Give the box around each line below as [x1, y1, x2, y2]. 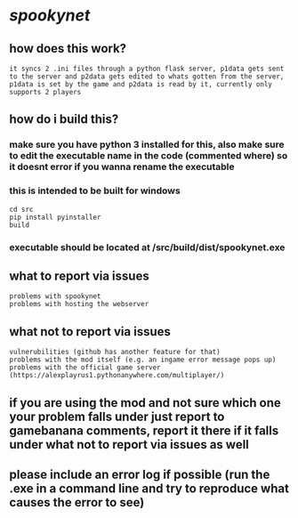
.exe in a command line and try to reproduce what [9, 481, 289, 496]
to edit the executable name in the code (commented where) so [9, 150, 288, 162]
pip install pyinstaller [9, 213, 101, 222]
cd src [9, 205, 34, 214]
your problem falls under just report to [9, 409, 225, 424]
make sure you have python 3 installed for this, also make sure [9, 139, 285, 151]
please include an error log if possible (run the [9, 466, 270, 482]
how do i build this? [9, 112, 119, 127]
